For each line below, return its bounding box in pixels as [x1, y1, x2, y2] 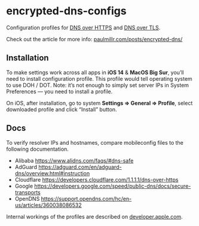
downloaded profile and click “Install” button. [6, 106, 118, 113]
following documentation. [6, 145, 69, 152]
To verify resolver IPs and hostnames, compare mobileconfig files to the [6, 139, 184, 146]
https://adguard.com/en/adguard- [38, 163, 122, 170]
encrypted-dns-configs [6, 4, 127, 18]
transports [14, 188, 41, 196]
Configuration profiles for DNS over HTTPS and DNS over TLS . [6, 24, 161, 31]
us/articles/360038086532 [14, 201, 82, 209]
